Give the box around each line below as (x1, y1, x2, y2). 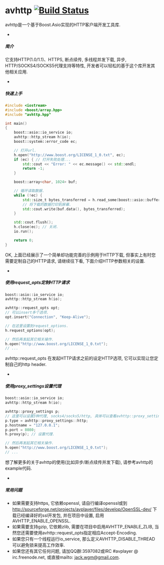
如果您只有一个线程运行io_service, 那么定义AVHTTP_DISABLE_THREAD (12, 536, 155, 542)
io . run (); (14, 229, 34, 234)
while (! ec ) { (14, 193, 42, 198)
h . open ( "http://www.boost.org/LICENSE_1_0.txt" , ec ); (14, 152, 125, 158)
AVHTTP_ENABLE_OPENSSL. (12, 518, 71, 523)
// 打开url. (14, 148, 37, 153)
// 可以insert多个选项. (5, 310, 49, 315)
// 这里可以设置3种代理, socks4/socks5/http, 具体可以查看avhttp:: (5, 413, 134, 418)
